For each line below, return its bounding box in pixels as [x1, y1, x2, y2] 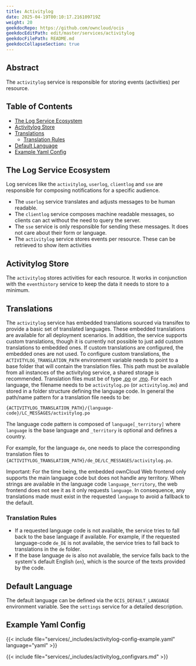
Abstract [6, 63, 39, 73]
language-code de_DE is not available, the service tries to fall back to [14, 540, 180, 547]
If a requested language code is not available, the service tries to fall [14, 527, 180, 534]
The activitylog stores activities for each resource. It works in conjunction [6, 274, 187, 281]
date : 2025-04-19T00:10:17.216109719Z [6, 14, 101, 20]
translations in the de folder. [14, 545, 81, 553]
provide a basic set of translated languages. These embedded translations [6, 325, 185, 332]
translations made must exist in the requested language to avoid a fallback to [6, 493, 190, 500]
